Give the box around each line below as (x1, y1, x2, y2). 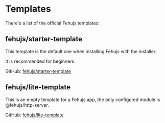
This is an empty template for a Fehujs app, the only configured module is (5, 96, 160, 103)
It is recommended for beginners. (5, 58, 76, 64)
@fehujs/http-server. (5, 102, 50, 108)
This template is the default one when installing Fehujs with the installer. (5, 48, 157, 54)
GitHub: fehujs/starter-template (5, 68, 72, 74)
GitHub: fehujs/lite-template (5, 112, 64, 118)
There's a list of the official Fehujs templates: (5, 20, 100, 26)
